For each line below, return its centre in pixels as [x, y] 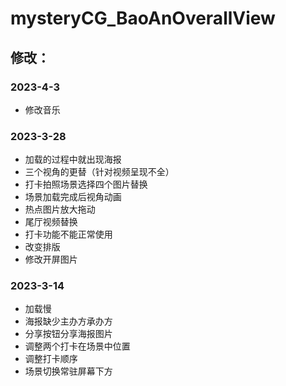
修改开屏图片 [51, 259]
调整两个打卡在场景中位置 [77, 346]
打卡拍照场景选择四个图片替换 [86, 184]
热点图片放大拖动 [60, 209]
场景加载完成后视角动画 [73, 197]
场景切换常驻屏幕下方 [68, 371]
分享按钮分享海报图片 [68, 334]
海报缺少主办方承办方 [68, 321]
